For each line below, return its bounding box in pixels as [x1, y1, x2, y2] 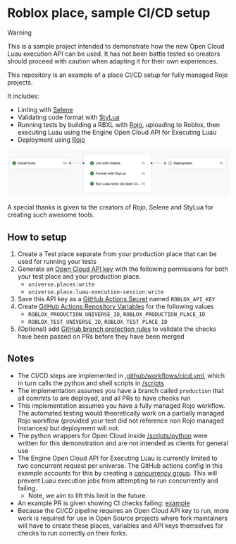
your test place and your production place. [17, 272, 142, 281]
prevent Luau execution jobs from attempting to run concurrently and [17, 476, 218, 485]
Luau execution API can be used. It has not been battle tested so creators [7, 49, 221, 58]
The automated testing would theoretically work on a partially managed [17, 409, 225, 417]
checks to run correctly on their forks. [17, 528, 128, 537]
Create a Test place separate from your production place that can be [17, 250, 217, 258]
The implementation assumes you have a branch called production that [17, 386, 224, 394]
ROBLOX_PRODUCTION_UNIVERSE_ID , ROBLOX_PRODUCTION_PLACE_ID [27, 310, 206, 318]
